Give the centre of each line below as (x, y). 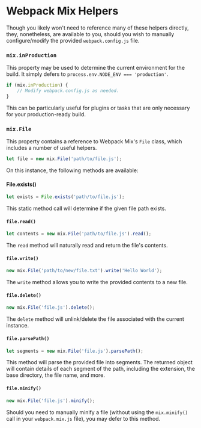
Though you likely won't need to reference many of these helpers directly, (97, 28)
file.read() (21, 222)
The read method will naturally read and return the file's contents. (87, 246)
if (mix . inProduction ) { (37, 85)
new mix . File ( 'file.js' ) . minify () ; (51, 401)
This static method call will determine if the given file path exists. (86, 208)
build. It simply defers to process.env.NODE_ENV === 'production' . (87, 74)
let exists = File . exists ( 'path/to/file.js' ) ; (65, 197)
